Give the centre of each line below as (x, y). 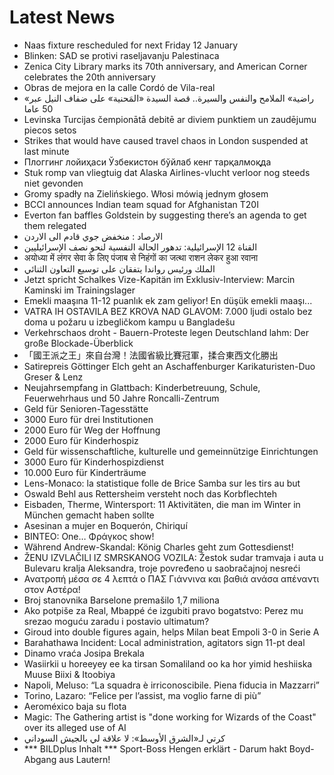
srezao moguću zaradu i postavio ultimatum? (116, 621)
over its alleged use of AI (75, 727)
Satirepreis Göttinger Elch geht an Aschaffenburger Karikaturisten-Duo (169, 366)
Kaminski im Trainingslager (79, 290)
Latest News (62, 17)
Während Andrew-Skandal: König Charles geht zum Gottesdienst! (158, 547)
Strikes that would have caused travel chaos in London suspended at (166, 140)
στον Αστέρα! (52, 589)
